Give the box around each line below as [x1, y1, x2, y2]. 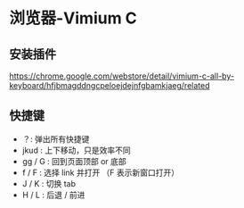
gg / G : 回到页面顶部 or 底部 [21, 155, 126, 166]
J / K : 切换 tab [21, 178, 77, 188]
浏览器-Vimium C [9, 8, 138, 29]
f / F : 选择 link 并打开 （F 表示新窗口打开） [21, 167, 180, 178]
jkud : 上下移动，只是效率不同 [21, 145, 131, 155]
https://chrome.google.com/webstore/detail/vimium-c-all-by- [9, 71, 234, 81]
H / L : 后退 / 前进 [21, 189, 85, 200]
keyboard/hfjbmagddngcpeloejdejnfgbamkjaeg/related [9, 80, 210, 90]
